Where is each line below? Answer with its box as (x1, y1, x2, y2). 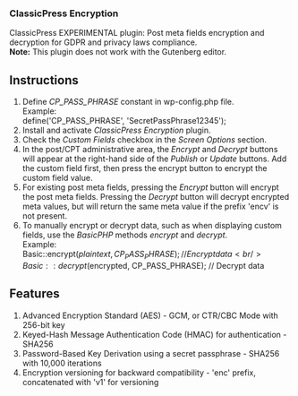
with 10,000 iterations (21, 357, 102, 368)
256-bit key (21, 319, 65, 330)
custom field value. (21, 173, 93, 184)
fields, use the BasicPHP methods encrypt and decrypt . (21, 229, 228, 240)
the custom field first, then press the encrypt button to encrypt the (21, 163, 268, 174)
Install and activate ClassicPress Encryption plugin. (21, 125, 212, 136)
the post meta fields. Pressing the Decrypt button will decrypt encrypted (21, 192, 290, 202)
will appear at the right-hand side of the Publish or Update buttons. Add (21, 153, 287, 164)
